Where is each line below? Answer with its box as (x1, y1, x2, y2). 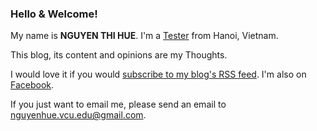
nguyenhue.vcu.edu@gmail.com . (10, 109, 147, 121)
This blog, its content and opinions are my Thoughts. (10, 49, 228, 61)
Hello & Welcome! (10, 7, 98, 21)
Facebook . (10, 79, 55, 91)
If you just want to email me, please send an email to (10, 98, 227, 111)
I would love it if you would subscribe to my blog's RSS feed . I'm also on (10, 68, 307, 81)
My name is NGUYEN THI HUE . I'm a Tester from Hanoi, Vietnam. (10, 30, 279, 42)
